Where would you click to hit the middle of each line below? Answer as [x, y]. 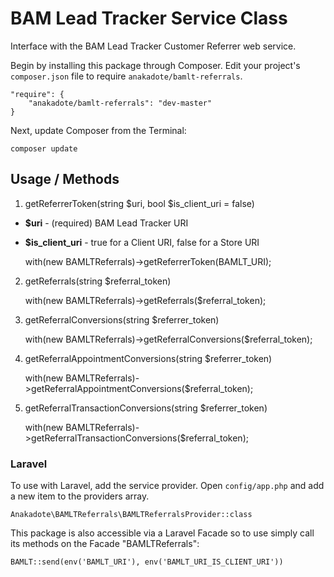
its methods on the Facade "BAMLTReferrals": [105, 544]
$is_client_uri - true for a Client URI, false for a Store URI [142, 242]
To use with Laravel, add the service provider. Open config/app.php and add [167, 486]
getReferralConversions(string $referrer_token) [122, 319]
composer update [44, 148]
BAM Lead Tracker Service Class [149, 18]
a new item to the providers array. [80, 496]
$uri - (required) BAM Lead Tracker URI [106, 223]
